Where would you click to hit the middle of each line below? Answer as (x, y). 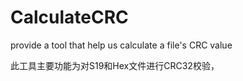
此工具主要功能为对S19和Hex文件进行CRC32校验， (115, 65)
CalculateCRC (69, 17)
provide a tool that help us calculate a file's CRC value (121, 45)
